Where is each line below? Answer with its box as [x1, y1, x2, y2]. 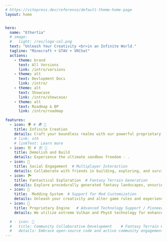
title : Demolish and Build [14, 150, 70, 155]
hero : [5, 25, 16, 30]
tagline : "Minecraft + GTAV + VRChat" [9, 48, 90, 53]
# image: [9, 34, 28, 40]
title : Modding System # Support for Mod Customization [14, 192, 137, 197]
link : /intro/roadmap [18, 109, 64, 114]
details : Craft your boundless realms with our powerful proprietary [14, 131, 162, 136]
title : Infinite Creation [14, 127, 68, 132]
